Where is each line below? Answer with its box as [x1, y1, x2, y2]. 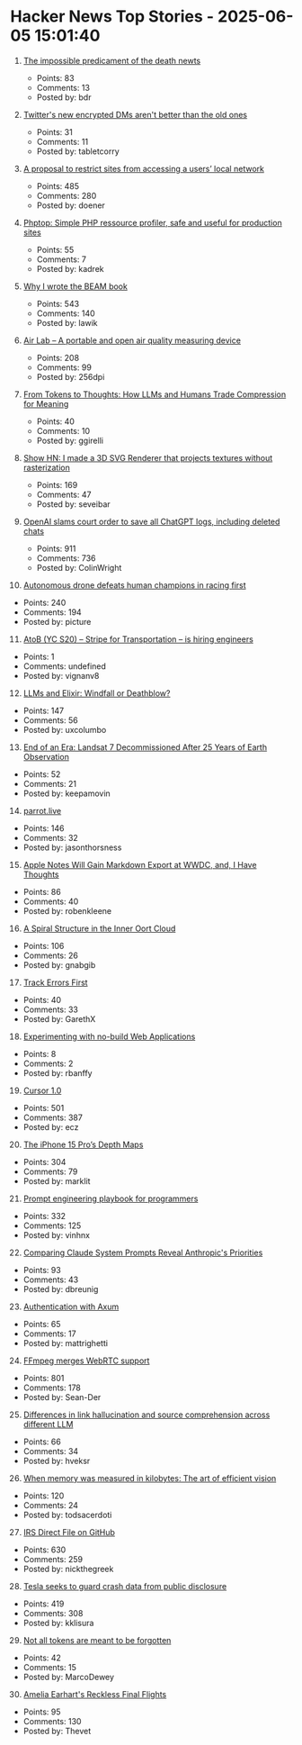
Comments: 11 [36, 136, 89, 147]
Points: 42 [22, 1652, 62, 1663]
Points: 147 [22, 705, 65, 716]
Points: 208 [36, 352, 80, 363]
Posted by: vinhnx [22, 1229, 91, 1240]
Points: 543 [36, 298, 80, 309]
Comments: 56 [22, 714, 79, 726]
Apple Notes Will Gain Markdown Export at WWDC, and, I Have [22, 859, 257, 870]
